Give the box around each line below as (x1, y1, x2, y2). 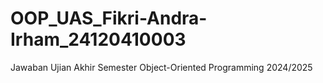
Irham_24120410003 (10, 28, 187, 51)
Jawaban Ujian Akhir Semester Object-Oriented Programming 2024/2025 (10, 61, 313, 73)
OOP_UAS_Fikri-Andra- (10, 7, 208, 30)
